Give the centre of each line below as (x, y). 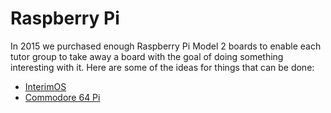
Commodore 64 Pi (62, 97)
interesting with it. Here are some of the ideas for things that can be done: (162, 67)
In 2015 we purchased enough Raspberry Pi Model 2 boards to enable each (166, 46)
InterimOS (45, 86)
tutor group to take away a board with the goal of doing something (147, 56)
